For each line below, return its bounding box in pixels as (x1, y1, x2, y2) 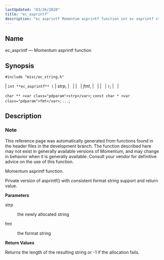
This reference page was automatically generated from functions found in (5, 138, 154, 143)
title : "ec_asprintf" (5, 12, 49, 17)
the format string (17, 230, 51, 236)
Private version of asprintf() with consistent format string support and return (5, 177, 158, 184)
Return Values (5, 239, 35, 245)
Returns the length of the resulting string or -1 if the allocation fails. (5, 249, 140, 255)
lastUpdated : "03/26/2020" (5, 7, 60, 12)
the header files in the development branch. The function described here (5, 143, 151, 149)
